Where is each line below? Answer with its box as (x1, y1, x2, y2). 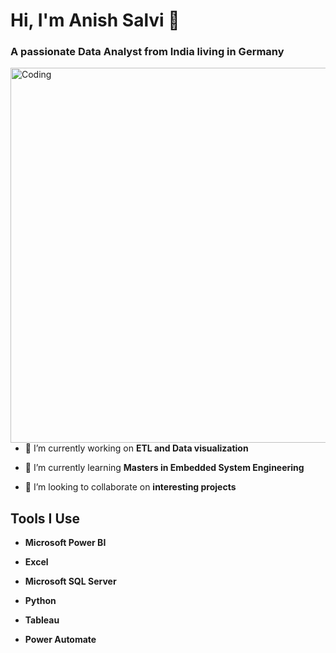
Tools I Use (10, 510, 81, 527)
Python (24, 595, 57, 607)
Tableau (24, 614, 60, 626)
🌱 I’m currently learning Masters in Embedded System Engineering (24, 462, 305, 474)
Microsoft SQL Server (24, 575, 117, 588)
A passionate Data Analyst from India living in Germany (10, 45, 285, 59)
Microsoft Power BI (24, 537, 107, 549)
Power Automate (24, 634, 97, 646)
